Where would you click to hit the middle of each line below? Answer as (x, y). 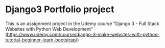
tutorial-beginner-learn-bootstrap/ (41, 40)
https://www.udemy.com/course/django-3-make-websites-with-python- (83, 34)
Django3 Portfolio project (60, 9)
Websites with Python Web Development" (49, 29)
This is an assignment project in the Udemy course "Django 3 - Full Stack (82, 23)
